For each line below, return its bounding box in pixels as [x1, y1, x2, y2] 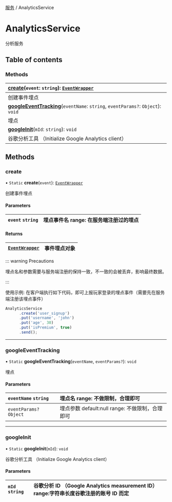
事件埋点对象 [44, 244, 76, 252]
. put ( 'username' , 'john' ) [18, 315, 74, 321]
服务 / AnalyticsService [5, 5, 54, 10]
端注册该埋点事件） [5, 296, 46, 302]
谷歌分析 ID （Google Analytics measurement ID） [33, 482, 158, 489]
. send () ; [18, 330, 38, 335]
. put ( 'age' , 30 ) [18, 320, 54, 325]
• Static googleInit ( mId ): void [5, 446, 68, 452]
